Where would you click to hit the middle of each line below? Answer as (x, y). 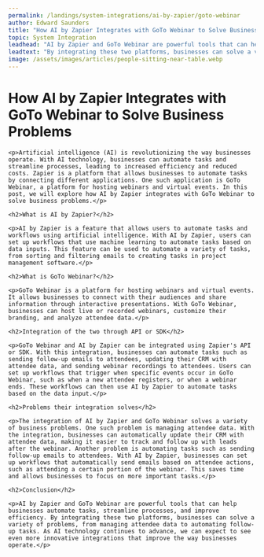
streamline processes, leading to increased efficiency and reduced (123, 166)
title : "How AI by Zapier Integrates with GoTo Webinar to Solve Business (133, 30)
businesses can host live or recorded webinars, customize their (117, 311)
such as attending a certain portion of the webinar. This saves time (126, 469)
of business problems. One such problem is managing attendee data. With (132, 428)
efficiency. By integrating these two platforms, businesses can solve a (132, 517)
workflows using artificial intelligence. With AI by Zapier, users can (130, 235)
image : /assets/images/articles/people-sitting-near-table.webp (115, 60)
